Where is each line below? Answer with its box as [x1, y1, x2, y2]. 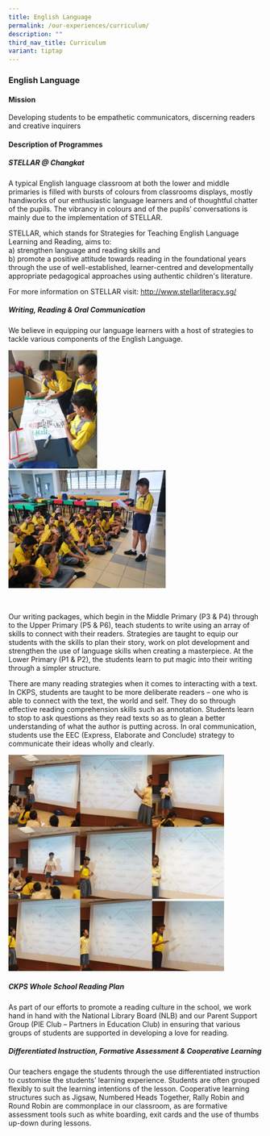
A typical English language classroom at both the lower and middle [8, 178, 230, 188]
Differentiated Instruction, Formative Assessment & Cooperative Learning [8, 1047, 262, 1056]
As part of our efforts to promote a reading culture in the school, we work [8, 1002, 252, 1012]
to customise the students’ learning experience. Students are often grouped [8, 1075, 260, 1084]
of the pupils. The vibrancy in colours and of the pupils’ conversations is [8, 204, 248, 214]
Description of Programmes [8, 139, 103, 149]
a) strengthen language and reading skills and [8, 245, 160, 255]
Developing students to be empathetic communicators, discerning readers [8, 113, 255, 123]
